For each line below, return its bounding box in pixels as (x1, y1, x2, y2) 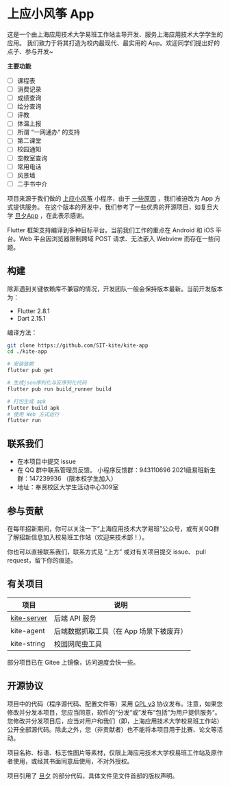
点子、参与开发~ (7, 47, 53, 56)
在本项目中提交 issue (16, 457, 77, 466)
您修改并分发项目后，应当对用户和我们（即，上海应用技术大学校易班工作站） (7, 717, 223, 725)
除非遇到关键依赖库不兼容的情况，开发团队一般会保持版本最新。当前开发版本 (7, 284, 223, 293)
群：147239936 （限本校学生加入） (16, 474, 118, 483)
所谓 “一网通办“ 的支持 (16, 128, 80, 136)
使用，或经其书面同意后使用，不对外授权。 (12, 757, 133, 765)
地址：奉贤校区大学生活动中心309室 (16, 483, 118, 491)
